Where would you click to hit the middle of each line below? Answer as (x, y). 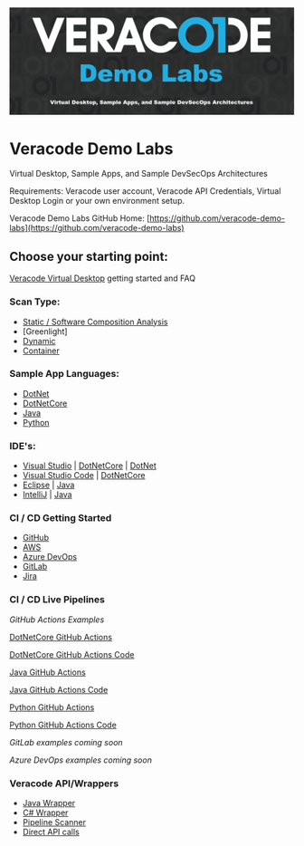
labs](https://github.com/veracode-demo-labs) (97, 228)
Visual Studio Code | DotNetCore (84, 476)
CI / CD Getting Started (61, 518)
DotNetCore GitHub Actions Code (72, 654)
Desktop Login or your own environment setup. (97, 201)
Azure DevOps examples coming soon (81, 760)
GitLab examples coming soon (66, 742)
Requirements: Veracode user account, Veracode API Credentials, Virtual (145, 191)
